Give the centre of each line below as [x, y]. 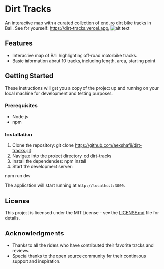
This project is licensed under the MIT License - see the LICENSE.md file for [82, 212]
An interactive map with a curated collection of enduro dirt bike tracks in [78, 23]
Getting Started [29, 76]
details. [13, 218]
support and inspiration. [36, 261]
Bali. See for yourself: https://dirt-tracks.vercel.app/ [57, 28]
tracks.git [22, 151]
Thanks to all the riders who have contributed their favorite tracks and [83, 245]
